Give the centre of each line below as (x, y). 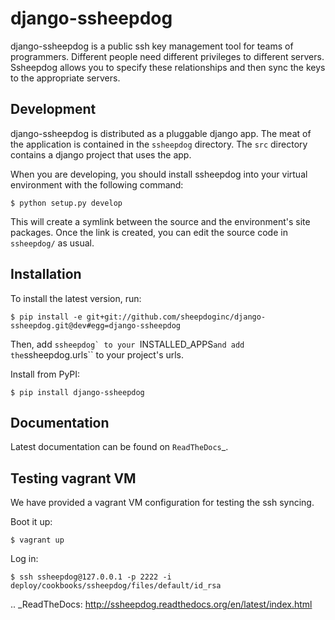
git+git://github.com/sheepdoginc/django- (176, 317)
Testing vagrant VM (73, 478)
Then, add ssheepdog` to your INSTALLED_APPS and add (127, 344)
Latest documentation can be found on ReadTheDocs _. (119, 447)
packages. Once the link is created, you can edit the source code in (149, 232)
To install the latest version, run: (76, 298)
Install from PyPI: (45, 374)
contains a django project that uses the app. (101, 154)
